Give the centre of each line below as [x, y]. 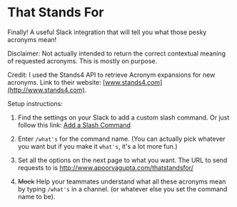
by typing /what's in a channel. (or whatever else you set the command [122, 189]
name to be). [36, 196]
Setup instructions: [35, 103]
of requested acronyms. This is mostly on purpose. [82, 60]
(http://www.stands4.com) [46, 90]
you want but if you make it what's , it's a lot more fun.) [97, 146]
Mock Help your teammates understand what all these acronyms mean [122, 181]
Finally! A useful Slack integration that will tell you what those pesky [107, 32]
